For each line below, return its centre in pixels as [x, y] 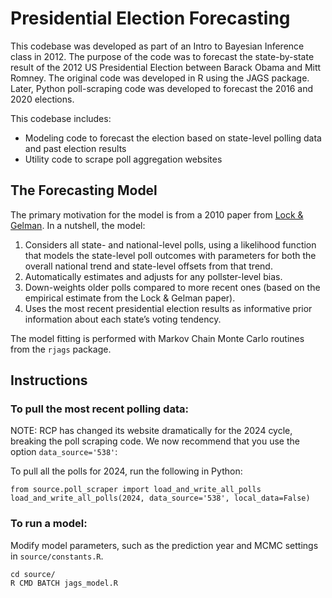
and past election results [75, 148]
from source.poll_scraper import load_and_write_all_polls [136, 490]
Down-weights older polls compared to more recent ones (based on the [172, 287]
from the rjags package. [61, 349]
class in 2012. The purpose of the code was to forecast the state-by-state [162, 56]
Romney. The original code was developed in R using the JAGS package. [160, 78]
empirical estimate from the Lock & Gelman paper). [130, 298]
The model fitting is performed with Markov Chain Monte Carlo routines [157, 338]
